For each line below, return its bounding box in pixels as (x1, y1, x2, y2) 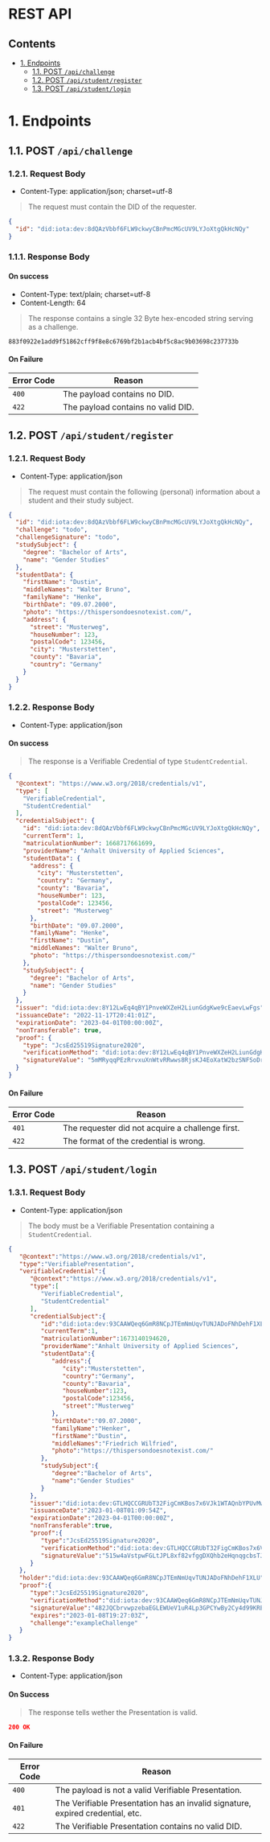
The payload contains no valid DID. (63, 401, 194, 413)
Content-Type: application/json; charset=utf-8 (19, 186, 173, 195)
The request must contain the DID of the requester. (27, 202, 197, 212)
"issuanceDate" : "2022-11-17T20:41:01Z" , (15, 1011, 157, 1020)
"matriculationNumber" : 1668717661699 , (22, 839, 157, 847)
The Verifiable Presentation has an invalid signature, (55, 1797, 252, 1808)
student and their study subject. (27, 495, 134, 505)
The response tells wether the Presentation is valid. (27, 1707, 198, 1717)
